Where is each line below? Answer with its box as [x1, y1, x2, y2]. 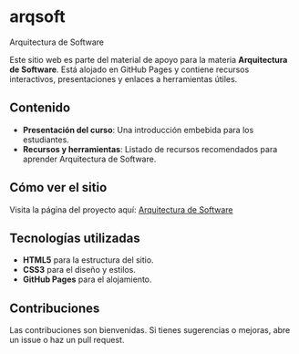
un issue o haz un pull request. [9, 335, 125, 346]
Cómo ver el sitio [9, 180, 108, 195]
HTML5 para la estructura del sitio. [22, 255, 154, 265]
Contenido [9, 100, 71, 116]
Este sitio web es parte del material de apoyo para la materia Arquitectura [9, 54, 288, 65]
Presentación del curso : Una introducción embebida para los [22, 124, 254, 135]
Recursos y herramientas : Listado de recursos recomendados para [22, 143, 278, 154]
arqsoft [9, 6, 66, 27]
